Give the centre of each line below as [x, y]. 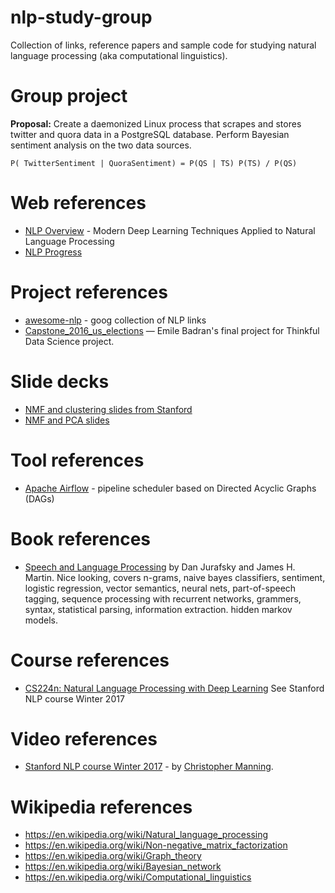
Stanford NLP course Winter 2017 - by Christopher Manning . [149, 767]
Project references [89, 292]
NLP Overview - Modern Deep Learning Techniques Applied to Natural [170, 230]
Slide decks [60, 381]
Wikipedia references [101, 807]
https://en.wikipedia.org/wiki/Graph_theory [113, 856]
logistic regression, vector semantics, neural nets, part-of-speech [160, 588]
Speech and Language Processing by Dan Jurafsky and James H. [160, 567]
